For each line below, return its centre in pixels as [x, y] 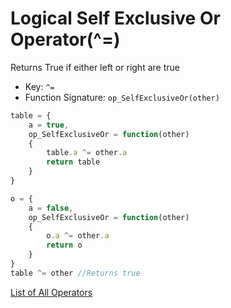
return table [73, 162]
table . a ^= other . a [87, 153]
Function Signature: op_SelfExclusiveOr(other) [122, 97]
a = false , [51, 208]
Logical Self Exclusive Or [115, 18]
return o [64, 245]
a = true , [49, 125]
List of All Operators [51, 292]
